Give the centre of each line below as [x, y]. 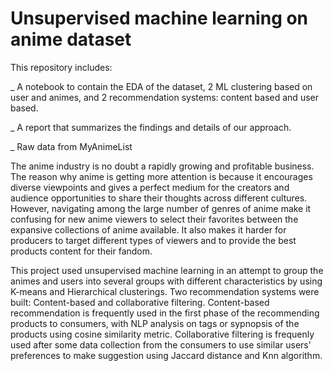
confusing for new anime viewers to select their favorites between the [154, 219]
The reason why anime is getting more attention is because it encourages [161, 176]
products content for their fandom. [81, 251]
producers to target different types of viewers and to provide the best [153, 240]
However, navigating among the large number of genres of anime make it [161, 208]
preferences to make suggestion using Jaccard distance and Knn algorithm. [166, 355]
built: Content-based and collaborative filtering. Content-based [140, 302]
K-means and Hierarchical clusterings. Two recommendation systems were [165, 291]
